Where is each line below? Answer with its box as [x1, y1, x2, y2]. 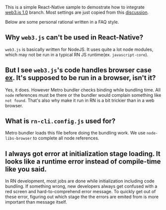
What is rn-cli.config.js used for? [5, 117, 115, 126]
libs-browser [5, 136, 32, 141]
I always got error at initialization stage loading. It [5, 149, 161, 158]
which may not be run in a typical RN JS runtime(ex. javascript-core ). [5, 51, 149, 57]
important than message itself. [5, 199, 67, 205]
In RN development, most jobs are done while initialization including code [5, 178, 155, 184]
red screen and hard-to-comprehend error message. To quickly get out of [5, 189, 156, 195]
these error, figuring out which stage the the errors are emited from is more [5, 194, 159, 200]
